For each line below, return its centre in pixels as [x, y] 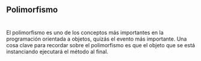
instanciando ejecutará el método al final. [57, 51]
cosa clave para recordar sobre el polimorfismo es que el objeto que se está [101, 45]
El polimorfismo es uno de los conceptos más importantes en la [85, 32]
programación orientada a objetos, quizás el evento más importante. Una [97, 39]
